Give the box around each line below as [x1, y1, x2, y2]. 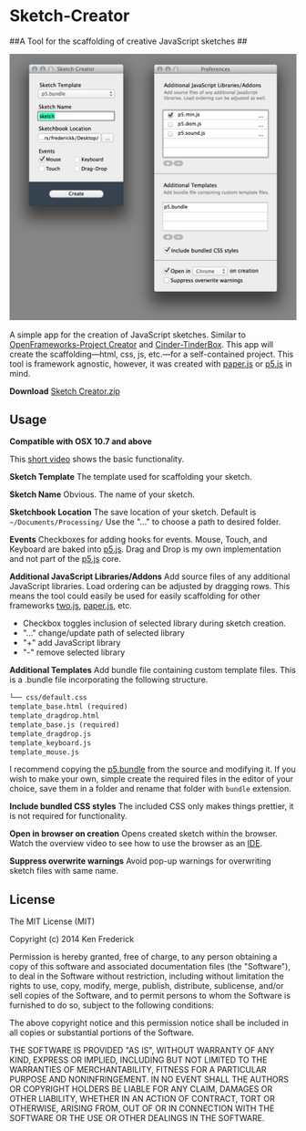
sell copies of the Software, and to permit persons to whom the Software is [9, 991, 291, 1001]
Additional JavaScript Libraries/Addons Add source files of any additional [9, 571, 291, 582]
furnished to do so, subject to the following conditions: [9, 1000, 214, 1011]
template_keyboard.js [9, 739, 92, 748]
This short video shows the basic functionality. [9, 453, 185, 465]
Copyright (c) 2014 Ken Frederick [9, 934, 135, 945]
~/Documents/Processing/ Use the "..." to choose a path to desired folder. [9, 516, 281, 527]
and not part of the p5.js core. [9, 554, 121, 565]
